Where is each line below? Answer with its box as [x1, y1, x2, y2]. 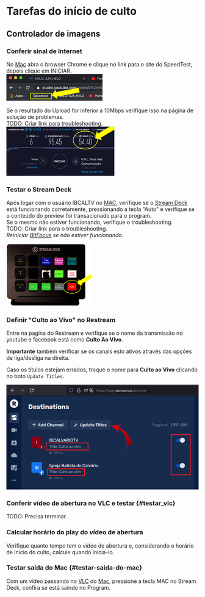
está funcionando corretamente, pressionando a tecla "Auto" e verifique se [6, 206, 195, 213]
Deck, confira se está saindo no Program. [6, 584, 111, 591]
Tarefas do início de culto [6, 4, 137, 18]
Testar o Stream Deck [6, 185, 72, 193]
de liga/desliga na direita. [6, 354, 70, 362]
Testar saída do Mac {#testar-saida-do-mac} [6, 563, 143, 572]
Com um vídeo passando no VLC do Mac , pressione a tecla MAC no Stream [6, 577, 196, 585]
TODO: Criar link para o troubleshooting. [6, 225, 108, 232]
